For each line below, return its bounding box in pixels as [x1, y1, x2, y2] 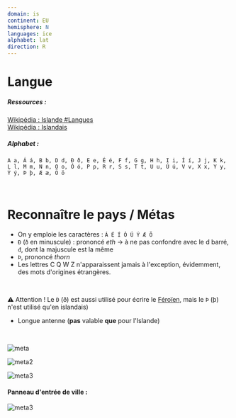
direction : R [7, 43, 46, 50]
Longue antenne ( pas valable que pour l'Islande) [17, 317, 160, 325]
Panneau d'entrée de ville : [7, 388, 88, 396]
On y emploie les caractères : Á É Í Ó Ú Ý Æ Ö [17, 230, 153, 239]
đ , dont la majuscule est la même [17, 245, 113, 254]
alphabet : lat [7, 37, 50, 44]
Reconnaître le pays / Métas [7, 207, 175, 223]
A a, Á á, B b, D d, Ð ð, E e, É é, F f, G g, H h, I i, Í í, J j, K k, [7, 157, 227, 164]
